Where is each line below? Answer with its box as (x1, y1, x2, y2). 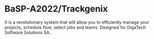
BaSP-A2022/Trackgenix (4, 3, 108, 14)
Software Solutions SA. (4, 29, 51, 35)
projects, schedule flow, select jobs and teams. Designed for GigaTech (4, 24, 146, 30)
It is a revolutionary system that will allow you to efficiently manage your (4, 19, 150, 25)
